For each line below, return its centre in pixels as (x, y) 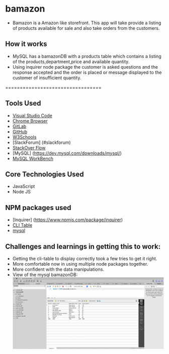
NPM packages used (38, 208)
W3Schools (24, 137)
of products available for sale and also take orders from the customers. (86, 28)
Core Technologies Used (45, 174)
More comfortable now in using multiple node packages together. (80, 264)
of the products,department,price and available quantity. (71, 62)
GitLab (19, 126)
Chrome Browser (30, 121)
